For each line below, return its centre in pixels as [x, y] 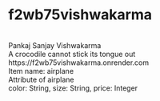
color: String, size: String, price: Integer [73, 88]
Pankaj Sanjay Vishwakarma [55, 45]
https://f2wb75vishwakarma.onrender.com [79, 63]
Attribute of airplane [41, 79]
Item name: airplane [41, 71]
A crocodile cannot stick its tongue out [72, 54]
